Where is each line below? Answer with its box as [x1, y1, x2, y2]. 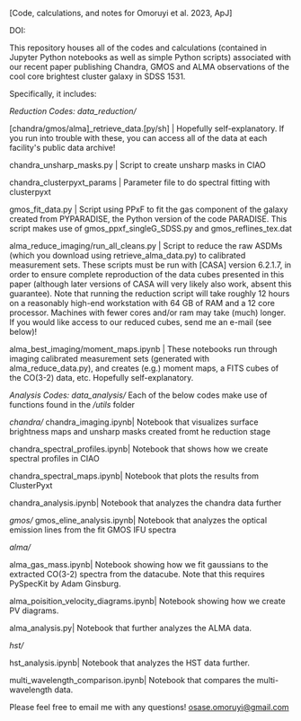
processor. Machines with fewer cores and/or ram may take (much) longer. [9, 307, 287, 318]
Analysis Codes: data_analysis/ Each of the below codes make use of [9, 390, 268, 400]
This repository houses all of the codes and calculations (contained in [9, 42, 268, 53]
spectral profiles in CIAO [9, 453, 101, 463]
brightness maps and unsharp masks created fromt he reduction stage [9, 426, 271, 436]
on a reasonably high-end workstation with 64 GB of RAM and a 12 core [9, 298, 276, 308]
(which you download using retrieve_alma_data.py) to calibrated [9, 251, 246, 260]
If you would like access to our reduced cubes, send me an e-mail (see [9, 317, 272, 327]
